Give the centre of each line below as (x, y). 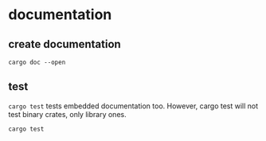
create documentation (65, 44)
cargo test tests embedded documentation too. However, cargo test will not (133, 106)
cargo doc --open (37, 62)
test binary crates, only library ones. (67, 114)
